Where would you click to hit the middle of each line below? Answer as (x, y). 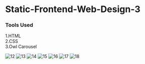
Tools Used (19, 25)
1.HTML (13, 36)
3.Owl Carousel (21, 47)
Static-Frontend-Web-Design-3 (73, 9)
